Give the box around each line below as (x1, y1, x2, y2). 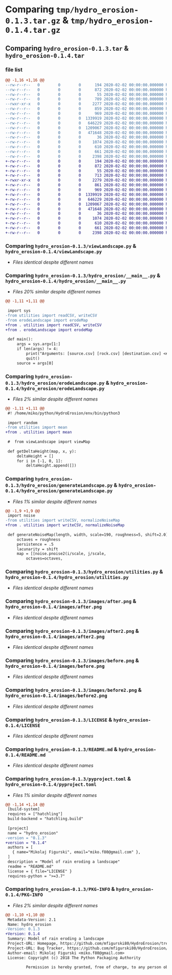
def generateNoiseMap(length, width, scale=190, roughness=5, (7, 532, 143, 537)
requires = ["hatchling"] (7, 811, 63, 817)
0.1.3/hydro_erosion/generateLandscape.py (5, 483, 113, 488)
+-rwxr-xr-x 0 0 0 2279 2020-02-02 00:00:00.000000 (5, 178, 164, 183)
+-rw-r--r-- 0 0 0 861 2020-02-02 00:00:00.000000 (5, 183, 164, 188)
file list (5, 66, 23, 73)
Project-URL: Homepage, (7, 941, 58, 946)
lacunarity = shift (16, 546, 58, 552)
